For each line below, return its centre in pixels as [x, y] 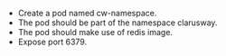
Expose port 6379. [52, 42]
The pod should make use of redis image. [95, 32]
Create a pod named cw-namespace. [87, 13]
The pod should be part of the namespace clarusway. [118, 23]
